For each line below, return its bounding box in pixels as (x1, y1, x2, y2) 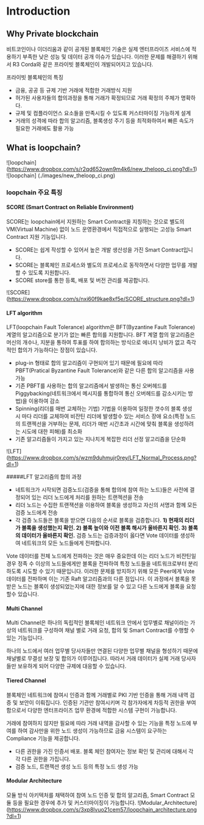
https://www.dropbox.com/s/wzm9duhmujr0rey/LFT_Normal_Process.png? (8, 454, 197, 461)
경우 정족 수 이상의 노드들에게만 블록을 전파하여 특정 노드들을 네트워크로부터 (6, 560, 187, 567)
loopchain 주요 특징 (6, 188, 63, 196)
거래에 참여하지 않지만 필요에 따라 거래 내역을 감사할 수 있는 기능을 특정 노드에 (6, 719, 192, 726)
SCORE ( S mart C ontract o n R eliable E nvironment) (6, 204, 134, 211)
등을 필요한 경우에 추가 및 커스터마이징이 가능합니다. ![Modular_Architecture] (12, 799, 197, 806)
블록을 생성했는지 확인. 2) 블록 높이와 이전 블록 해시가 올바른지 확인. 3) (21, 524, 188, 531)
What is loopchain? (6, 143, 81, 153)
